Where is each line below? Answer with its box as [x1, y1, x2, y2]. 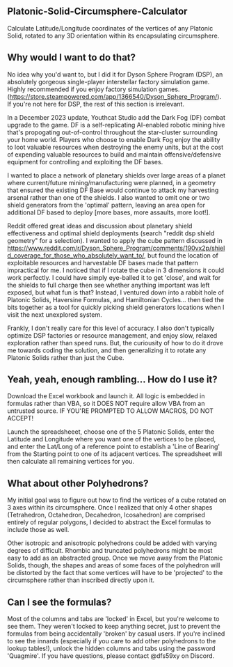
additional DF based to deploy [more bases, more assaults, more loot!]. [7, 208, 211, 217]
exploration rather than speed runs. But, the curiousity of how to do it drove [7, 338, 224, 347]
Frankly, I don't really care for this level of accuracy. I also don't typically [7, 324, 215, 332]
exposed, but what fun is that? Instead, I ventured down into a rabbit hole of [7, 288, 225, 297]
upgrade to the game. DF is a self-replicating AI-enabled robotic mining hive [7, 120, 225, 129]
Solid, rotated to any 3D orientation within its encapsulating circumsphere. [7, 31, 220, 40]
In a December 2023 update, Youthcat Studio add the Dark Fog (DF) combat [7, 113, 226, 121]
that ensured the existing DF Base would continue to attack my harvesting [7, 186, 219, 194]
